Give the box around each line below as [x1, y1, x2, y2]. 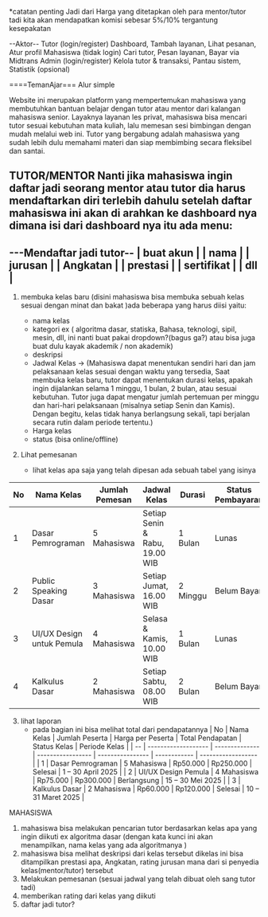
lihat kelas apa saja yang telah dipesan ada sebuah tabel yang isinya [32, 465, 257, 475]
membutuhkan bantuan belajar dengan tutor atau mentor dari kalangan [9, 104, 241, 113]
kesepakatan [9, 24, 51, 33]
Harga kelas [32, 426, 72, 436]
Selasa [142, 613, 168, 625]
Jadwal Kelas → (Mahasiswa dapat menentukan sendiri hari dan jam [32, 359, 256, 368]
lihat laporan [20, 716, 62, 726]
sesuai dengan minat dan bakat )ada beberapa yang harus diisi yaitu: [20, 300, 247, 310]
